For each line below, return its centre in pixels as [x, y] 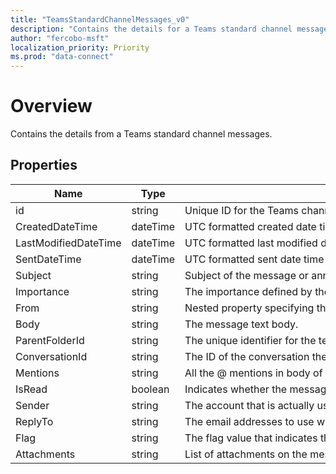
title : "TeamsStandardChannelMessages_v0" [100, 19]
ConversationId [51, 356]
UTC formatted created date [250, 226]
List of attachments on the [246, 454]
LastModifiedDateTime [68, 243]
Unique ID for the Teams [242, 210]
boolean [150, 389]
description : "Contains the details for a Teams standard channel [151, 29]
